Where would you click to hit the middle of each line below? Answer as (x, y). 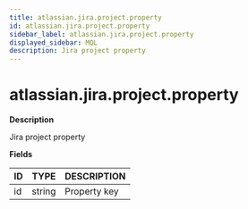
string (44, 191)
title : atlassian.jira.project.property (86, 17)
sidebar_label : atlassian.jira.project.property (102, 34)
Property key (92, 191)
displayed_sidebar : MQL (54, 42)
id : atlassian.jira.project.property (80, 26)
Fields (21, 155)
